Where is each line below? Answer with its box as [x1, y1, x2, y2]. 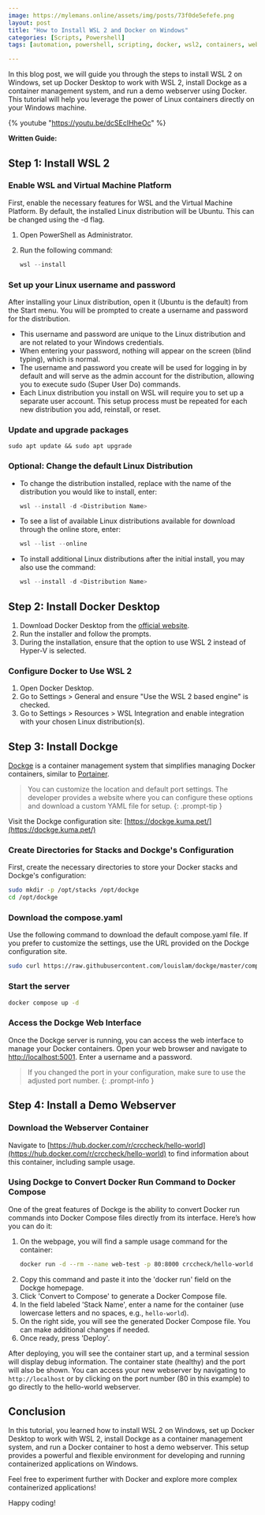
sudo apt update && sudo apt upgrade [8, 443, 132, 451]
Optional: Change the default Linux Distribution [8, 461, 193, 472]
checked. [19, 700, 50, 710]
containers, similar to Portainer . [8, 769, 110, 779]
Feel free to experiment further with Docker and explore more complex [8, 1475, 238, 1484]
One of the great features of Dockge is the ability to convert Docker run [8, 1204, 241, 1214]
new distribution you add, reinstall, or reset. [19, 404, 162, 414]
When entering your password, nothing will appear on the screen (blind [19, 346, 252, 355]
